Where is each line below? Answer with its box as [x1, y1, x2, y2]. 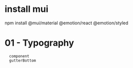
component [9, 54, 29, 59]
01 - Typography [4, 37, 74, 49]
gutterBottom [9, 58, 36, 63]
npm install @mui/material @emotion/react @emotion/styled [4, 20, 129, 26]
